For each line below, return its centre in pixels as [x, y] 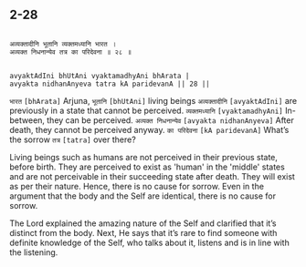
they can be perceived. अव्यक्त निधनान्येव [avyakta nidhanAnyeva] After [170, 120]
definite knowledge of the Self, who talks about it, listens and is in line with [149, 242]
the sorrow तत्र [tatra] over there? [73, 139]
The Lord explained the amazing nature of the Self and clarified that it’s [143, 223]
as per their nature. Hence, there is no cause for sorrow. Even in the [137, 186]
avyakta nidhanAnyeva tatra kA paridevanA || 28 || [110, 84]
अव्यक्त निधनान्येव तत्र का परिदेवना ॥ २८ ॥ [70, 52]
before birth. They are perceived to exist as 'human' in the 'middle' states [147, 167]
